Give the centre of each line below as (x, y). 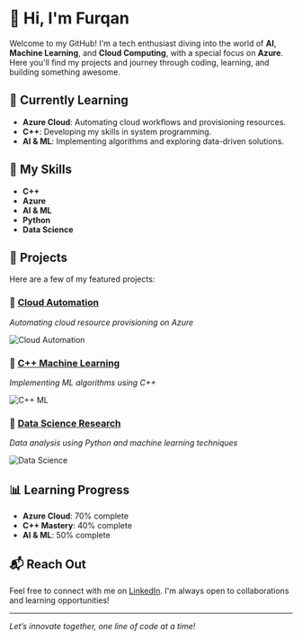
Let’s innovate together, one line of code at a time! (102, 626)
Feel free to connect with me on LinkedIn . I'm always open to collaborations (149, 590)
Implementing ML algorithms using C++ (83, 383)
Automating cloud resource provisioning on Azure (102, 322)
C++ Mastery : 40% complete (77, 526)
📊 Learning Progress (70, 490)
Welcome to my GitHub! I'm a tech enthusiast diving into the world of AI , (143, 43)
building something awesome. (65, 72)
